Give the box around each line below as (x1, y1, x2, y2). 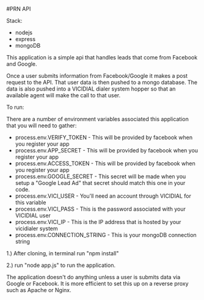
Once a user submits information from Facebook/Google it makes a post (6, 72, 188, 79)
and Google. (6, 61, 38, 67)
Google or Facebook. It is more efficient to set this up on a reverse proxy (6, 280, 189, 287)
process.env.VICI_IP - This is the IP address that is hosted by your (15, 219, 181, 225)
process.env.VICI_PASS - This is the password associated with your (15, 205, 186, 212)
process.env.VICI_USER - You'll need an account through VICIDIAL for (15, 192, 191, 200)
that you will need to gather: (6, 122, 77, 129)
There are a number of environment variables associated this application (6, 116, 189, 122)
